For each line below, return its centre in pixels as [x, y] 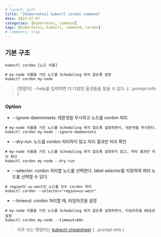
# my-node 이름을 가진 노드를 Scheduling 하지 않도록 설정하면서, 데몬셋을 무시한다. [81, 128]
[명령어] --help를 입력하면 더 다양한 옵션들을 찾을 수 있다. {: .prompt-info [86, 88]
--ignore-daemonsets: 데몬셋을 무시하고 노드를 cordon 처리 [70, 118]
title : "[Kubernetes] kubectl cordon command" [53, 14]
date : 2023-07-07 [23, 18]
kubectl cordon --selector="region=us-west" [51, 191]
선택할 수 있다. [35, 177]
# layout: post [20, 9]
